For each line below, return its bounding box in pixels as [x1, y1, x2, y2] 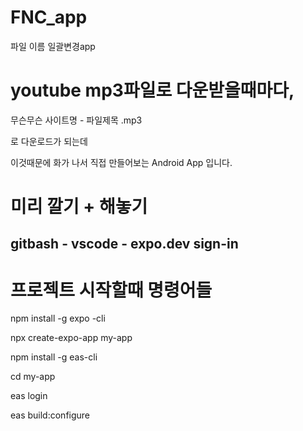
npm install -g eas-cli [10, 351, 98, 363]
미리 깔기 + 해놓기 [10, 196, 148, 218]
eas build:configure [10, 409, 91, 421]
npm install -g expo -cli [10, 312, 106, 325]
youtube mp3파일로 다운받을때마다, [10, 79, 295, 102]
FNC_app [10, 6, 88, 29]
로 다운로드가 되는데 [10, 135, 88, 147]
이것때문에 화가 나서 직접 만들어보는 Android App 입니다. [10, 156, 233, 168]
